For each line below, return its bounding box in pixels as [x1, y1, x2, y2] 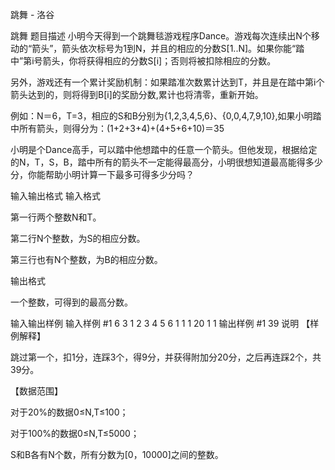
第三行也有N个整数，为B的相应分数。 [10, 254, 163, 265]
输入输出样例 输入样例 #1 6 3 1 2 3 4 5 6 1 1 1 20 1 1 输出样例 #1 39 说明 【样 [10, 318, 320, 329]
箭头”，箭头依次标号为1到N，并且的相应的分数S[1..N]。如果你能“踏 [31, 43, 305, 54]
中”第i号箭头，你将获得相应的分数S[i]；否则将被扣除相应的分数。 [10, 55, 277, 67]
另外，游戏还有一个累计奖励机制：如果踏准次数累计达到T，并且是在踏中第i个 [10, 76, 325, 88]
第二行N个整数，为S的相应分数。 [10, 233, 146, 244]
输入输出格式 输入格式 [10, 190, 101, 202]
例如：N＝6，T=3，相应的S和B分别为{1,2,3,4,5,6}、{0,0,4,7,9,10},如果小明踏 [10, 110, 322, 122]
